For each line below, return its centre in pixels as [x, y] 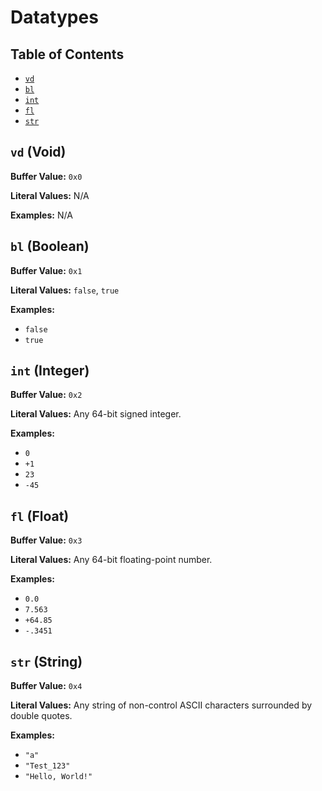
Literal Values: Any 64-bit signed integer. [96, 414]
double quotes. [41, 716]
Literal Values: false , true [65, 290]
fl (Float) [40, 516]
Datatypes [54, 17]
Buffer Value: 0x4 [46, 686]
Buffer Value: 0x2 [46, 395]
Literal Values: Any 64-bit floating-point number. [111, 560]
